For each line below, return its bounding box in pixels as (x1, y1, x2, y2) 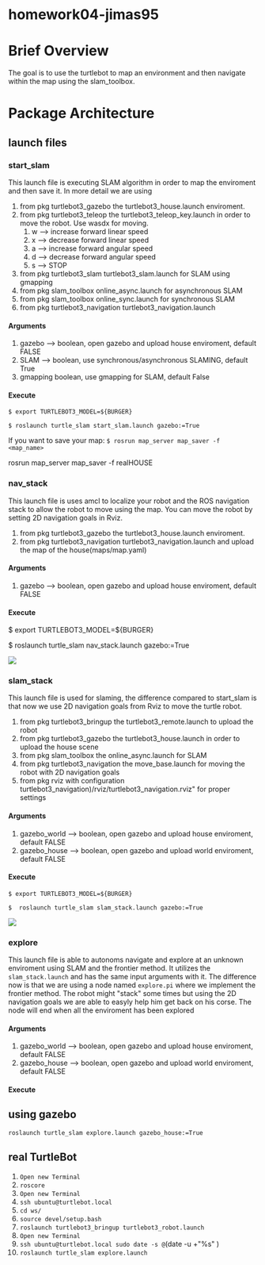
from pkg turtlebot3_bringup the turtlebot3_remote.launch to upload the (19, 717, 254, 727)
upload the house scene (19, 742, 99, 752)
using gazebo (8, 1108, 77, 1121)
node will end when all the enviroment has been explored (8, 1005, 195, 1015)
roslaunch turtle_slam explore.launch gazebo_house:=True (8, 1129, 203, 1136)
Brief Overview (8, 42, 109, 60)
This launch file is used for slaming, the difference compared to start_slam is (8, 693, 257, 703)
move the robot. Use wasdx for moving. (19, 218, 149, 228)
